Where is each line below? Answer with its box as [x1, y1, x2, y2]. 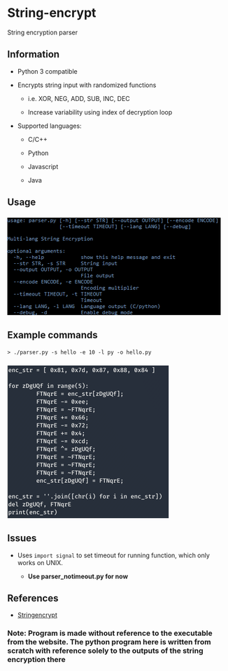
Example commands [7, 329, 98, 341]
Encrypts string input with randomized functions [17, 81, 157, 89]
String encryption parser [7, 28, 78, 36]
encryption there [7, 655, 66, 665]
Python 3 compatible [17, 67, 78, 75]
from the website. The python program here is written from [7, 637, 211, 647]
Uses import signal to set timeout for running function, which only [17, 551, 210, 559]
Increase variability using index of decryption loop [27, 107, 173, 117]
